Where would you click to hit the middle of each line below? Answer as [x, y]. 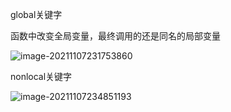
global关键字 [36, 14]
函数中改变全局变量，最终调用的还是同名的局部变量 [115, 36]
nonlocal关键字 [41, 76]
